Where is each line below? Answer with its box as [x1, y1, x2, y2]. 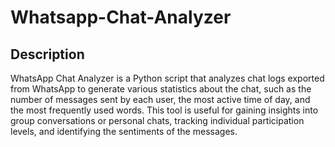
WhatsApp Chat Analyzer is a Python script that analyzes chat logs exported [10, 72, 325, 84]
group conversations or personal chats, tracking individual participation [10, 115, 305, 126]
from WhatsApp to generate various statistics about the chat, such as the [10, 83, 312, 95]
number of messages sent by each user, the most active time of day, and [10, 94, 311, 105]
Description [10, 46, 85, 63]
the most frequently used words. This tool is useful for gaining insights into [10, 104, 319, 116]
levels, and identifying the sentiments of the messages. [10, 126, 238, 137]
